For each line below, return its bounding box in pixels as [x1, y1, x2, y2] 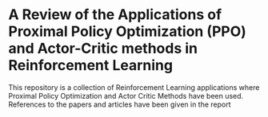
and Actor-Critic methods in [8, 40, 198, 57]
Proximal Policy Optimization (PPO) [8, 22, 246, 41]
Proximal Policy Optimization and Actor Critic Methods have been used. [8, 91, 244, 100]
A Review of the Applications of [8, 6, 222, 24]
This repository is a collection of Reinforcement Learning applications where [8, 82, 260, 92]
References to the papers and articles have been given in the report [8, 99, 231, 109]
